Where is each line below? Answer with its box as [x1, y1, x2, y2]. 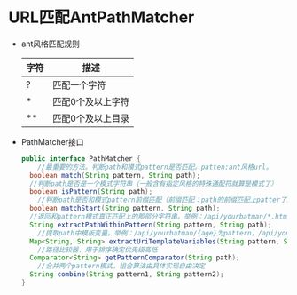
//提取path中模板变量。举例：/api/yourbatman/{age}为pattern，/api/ [37, 228, 278, 237]
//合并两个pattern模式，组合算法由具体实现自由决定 [37, 262, 206, 271]
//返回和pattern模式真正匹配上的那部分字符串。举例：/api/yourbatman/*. [29, 212, 276, 221]
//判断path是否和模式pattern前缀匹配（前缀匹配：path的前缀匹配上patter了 [37, 195, 287, 204]
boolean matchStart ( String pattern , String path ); [29, 204, 221, 213]
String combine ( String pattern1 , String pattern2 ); [29, 270, 224, 279]
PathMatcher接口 [20, 136, 85, 147]
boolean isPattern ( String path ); [29, 187, 153, 196]
